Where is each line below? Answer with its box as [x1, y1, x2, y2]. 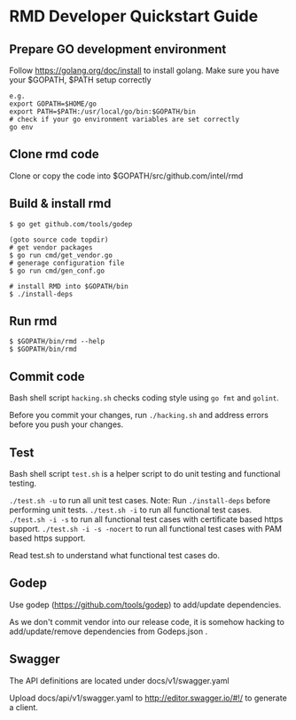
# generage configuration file [9, 258, 125, 267]
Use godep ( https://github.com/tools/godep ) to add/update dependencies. [9, 599, 282, 610]
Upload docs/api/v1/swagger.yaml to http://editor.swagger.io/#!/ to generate [9, 692, 288, 703]
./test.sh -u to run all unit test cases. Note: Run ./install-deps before [9, 495, 271, 506]
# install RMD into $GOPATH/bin [9, 281, 129, 290]
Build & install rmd [9, 196, 112, 211]
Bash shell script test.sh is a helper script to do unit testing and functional [9, 469, 281, 479]
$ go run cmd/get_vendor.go [9, 250, 113, 259]
